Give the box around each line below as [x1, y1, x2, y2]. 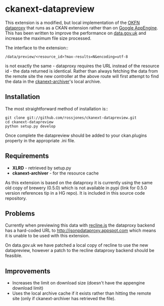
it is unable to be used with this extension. [5, 233, 90, 239]
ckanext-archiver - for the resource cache [12, 170, 99, 176]
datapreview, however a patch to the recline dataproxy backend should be [5, 248, 155, 254]
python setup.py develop [5, 124, 56, 128]
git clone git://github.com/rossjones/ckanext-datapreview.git [5, 115, 137, 120]
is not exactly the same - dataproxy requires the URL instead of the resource [5, 63, 160, 69]
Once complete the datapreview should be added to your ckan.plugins [5, 132, 147, 138]
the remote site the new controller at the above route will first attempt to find [5, 73, 159, 79]
